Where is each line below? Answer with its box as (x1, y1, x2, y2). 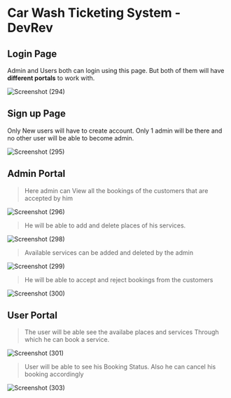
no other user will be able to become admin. (7, 133, 134, 142)
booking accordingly (24, 370, 84, 378)
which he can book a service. (24, 336, 110, 344)
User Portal (7, 310, 58, 321)
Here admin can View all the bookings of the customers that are (24, 186, 209, 194)
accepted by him (24, 194, 73, 202)
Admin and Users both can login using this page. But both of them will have (7, 67, 225, 74)
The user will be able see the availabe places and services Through (24, 328, 219, 336)
